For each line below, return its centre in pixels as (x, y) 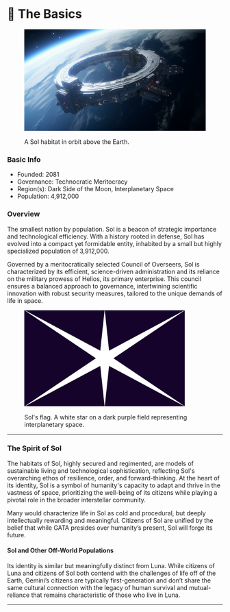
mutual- (200, 588)
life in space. (25, 300)
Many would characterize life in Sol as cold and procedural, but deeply (107, 513)
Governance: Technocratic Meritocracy (72, 182)
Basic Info (24, 160)
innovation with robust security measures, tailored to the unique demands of (115, 293)
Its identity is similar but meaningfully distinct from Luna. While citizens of (111, 566)
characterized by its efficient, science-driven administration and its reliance (114, 271)
